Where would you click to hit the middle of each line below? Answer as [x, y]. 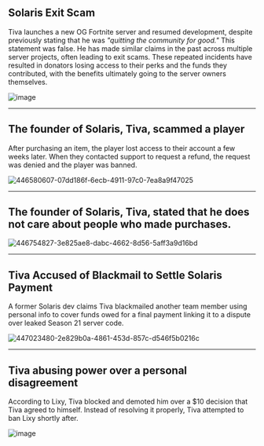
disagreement [43, 383]
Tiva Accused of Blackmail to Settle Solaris [115, 275]
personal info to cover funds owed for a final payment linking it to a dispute [130, 315]
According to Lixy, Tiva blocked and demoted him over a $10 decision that [128, 402]
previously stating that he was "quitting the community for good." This [122, 40]
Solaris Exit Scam [52, 13]
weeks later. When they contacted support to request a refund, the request [129, 156]
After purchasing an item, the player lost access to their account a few [122, 148]
